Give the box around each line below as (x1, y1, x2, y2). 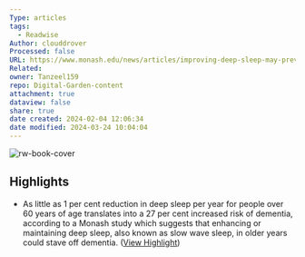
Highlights (9, 174, 70, 190)
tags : (9, 22, 30, 31)
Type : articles (9, 13, 67, 23)
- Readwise (17, 30, 59, 39)
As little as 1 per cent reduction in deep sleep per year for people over (22, 198, 284, 209)
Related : (9, 64, 43, 74)
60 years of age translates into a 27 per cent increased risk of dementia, (22, 208, 293, 219)
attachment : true (9, 89, 75, 98)
